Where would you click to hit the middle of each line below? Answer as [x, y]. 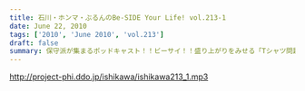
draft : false [34, 43]
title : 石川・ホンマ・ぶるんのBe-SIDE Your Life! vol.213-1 [118, 18]
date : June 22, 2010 [49, 26]
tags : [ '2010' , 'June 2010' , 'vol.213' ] [87, 34]
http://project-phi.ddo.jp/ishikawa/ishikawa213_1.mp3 [109, 77]
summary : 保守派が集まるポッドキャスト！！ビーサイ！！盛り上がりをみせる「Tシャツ [148, 51]
